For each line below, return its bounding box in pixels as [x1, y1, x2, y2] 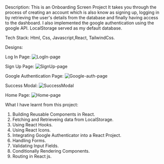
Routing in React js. [12, 153, 52, 159]
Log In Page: [5, 54, 31, 60]
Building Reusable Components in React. [12, 111, 95, 117]
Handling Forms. [12, 138, 46, 143]
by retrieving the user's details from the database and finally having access [5, 15, 159, 20]
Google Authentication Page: [5, 73, 64, 79]
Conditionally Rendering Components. [12, 148, 90, 154]
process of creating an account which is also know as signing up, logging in [5, 9, 160, 15]
